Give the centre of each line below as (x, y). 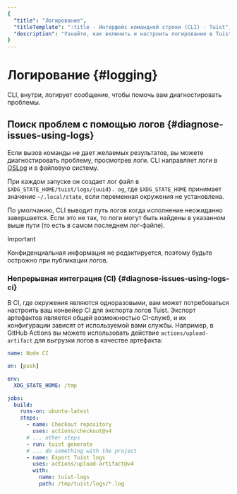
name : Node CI (28, 354)
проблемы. (24, 103)
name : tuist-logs (64, 477)
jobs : (15, 398)
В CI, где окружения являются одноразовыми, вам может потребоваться (118, 303)
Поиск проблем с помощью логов (86, 125)
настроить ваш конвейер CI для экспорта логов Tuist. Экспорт (102, 310)
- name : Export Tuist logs (66, 457)
